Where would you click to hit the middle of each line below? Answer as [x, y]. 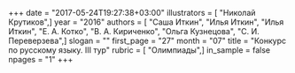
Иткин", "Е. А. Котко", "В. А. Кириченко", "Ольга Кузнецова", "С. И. [134, 31]
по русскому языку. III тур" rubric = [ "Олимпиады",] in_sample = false [140, 50]
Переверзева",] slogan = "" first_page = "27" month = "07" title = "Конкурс [147, 40]
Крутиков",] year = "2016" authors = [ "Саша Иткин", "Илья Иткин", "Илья [146, 22]
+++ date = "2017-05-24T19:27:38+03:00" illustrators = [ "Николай [132, 13]
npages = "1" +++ [41, 59]
